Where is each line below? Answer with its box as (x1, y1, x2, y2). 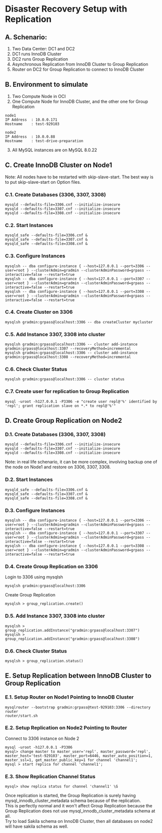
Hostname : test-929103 (5, 121, 60, 127)
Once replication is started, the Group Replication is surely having (5, 793, 136, 799)
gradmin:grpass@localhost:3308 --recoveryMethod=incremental (5, 355, 131, 360)
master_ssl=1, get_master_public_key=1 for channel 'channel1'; (5, 757, 138, 762)
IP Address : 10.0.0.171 (5, 117, 57, 122)
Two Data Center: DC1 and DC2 (12, 46, 75, 51)
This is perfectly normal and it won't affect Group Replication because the (5, 803, 153, 809)
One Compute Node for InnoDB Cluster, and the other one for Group (12, 98, 148, 104)
